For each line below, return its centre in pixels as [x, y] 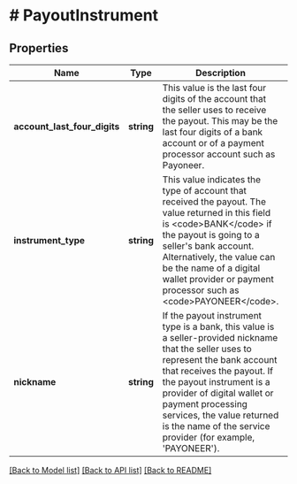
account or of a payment [213, 143]
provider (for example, [209, 437]
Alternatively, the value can [219, 257]
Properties [39, 48]
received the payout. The [214, 202]
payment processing [205, 404]
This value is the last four [214, 88]
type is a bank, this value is [218, 327]
